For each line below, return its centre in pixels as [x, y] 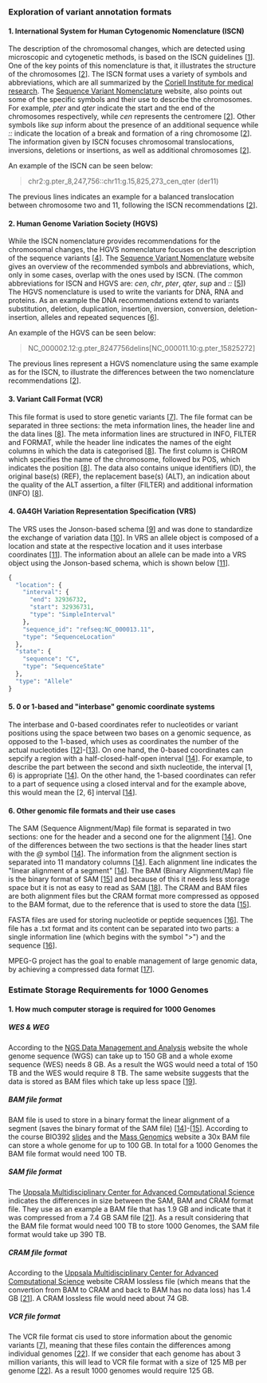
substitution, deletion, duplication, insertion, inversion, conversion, [117, 309]
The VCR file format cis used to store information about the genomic [120, 1336]
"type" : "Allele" [44, 681]
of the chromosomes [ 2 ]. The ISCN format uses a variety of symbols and [128, 74]
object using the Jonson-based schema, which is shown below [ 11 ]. [119, 563]
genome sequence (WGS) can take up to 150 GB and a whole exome [121, 1056]
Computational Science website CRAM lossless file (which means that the [130, 1281]
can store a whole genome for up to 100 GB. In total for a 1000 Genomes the [133, 1145]
